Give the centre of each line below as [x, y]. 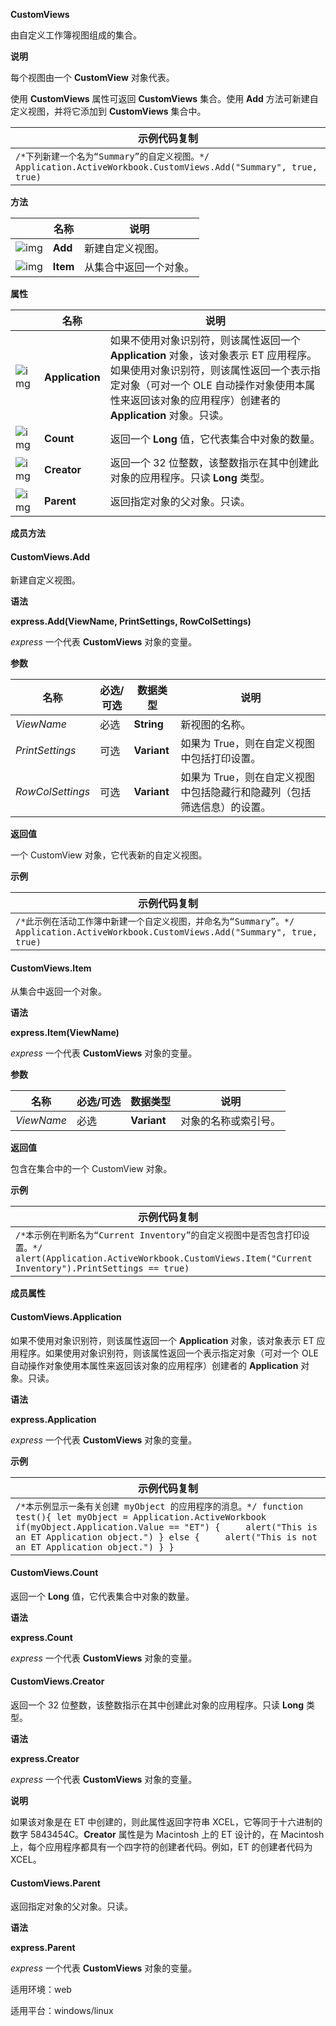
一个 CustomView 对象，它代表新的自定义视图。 [109, 855]
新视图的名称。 [216, 725]
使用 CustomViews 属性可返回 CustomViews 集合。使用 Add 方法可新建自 [164, 98]
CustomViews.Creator [57, 1681]
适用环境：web [41, 1990]
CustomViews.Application [66, 1317]
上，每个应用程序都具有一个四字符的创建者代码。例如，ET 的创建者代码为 [161, 1847]
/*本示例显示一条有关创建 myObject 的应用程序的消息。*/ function [159, 1506]
